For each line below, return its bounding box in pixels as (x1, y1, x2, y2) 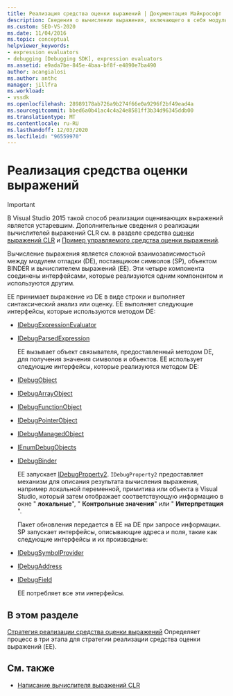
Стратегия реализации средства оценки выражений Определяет (7, 628, 200, 636)
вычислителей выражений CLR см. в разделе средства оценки (7, 229, 194, 237)
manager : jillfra (7, 81, 58, 88)
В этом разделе (7, 609, 79, 621)
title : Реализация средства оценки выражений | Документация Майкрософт (7, 10, 222, 17)
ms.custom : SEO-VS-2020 (7, 23, 76, 30)
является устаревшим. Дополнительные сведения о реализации (7, 222, 200, 230)
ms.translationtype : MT (7, 113, 76, 120)
